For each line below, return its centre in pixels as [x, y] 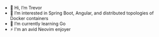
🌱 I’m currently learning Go [38, 23]
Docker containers [29, 18]
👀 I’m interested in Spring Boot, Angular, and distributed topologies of [82, 13]
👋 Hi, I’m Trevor [26, 8]
